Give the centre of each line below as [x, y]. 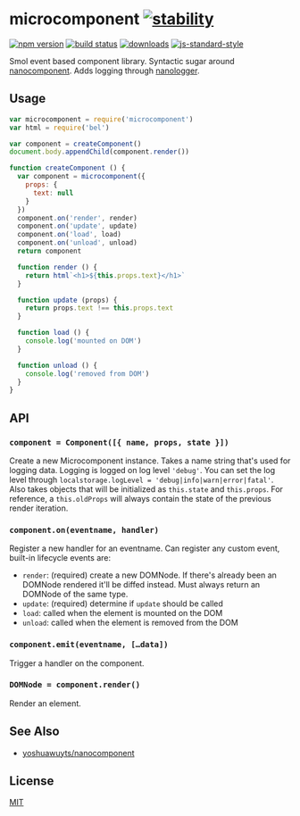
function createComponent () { [67, 168]
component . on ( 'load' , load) [70, 235]
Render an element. [46, 703]
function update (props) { [67, 300]
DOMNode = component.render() [75, 685]
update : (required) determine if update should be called [122, 604]
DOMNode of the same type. [75, 595]
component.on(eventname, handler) [84, 530]
